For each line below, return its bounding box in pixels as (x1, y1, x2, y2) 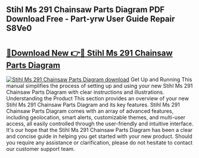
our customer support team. (6, 146, 76, 152)
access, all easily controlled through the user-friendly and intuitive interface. (6, 120, 194, 127)
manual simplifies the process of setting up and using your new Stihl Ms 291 (6, 83, 193, 89)
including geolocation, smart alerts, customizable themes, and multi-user (6, 114, 186, 121)
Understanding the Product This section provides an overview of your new (6, 95, 189, 102)
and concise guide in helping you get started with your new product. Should (6, 133, 192, 140)
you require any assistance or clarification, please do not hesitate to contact (6, 139, 193, 146)
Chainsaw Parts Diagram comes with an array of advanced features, (6, 108, 174, 115)
